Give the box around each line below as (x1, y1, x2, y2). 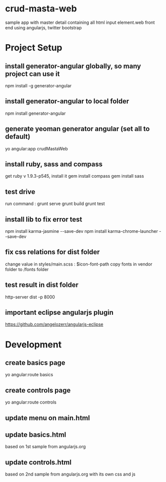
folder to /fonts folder (5, 266, 49, 272)
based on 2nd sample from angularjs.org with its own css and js (5, 471, 136, 477)
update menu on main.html (5, 413, 90, 422)
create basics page (5, 358, 65, 367)
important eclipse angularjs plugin (5, 308, 114, 317)
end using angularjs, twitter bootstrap (5, 24, 82, 30)
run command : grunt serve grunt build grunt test (5, 201, 105, 207)
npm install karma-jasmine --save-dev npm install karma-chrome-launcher (5, 228, 158, 234)
